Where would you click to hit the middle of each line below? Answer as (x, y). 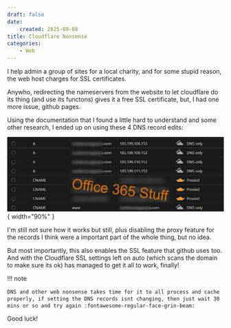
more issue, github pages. (44, 106)
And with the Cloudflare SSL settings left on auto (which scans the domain (112, 258)
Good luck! (23, 318)
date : (15, 22)
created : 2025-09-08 (49, 29)
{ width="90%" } (31, 216)
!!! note (17, 278)
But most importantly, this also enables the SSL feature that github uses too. (114, 250)
